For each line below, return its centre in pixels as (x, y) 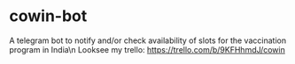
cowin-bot (48, 16)
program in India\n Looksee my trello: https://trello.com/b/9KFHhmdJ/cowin (147, 49)
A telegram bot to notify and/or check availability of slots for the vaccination (147, 40)
